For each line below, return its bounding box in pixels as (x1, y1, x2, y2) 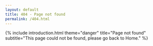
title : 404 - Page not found (5, 12, 66, 17)
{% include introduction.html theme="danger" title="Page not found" (5, 30, 146, 36)
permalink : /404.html (5, 16, 50, 21)
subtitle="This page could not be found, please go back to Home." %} (5, 35, 148, 41)
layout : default (5, 7, 39, 12)
